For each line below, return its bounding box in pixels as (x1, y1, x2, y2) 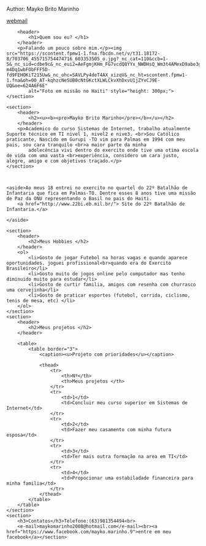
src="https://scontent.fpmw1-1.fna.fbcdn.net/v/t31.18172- (6, 50, 161, 57)
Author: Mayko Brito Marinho (6, 6, 80, 12)
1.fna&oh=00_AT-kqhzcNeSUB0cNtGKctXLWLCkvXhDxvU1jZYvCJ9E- (6, 77, 161, 84)
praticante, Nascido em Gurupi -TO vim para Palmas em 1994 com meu (6, 136, 185, 142)
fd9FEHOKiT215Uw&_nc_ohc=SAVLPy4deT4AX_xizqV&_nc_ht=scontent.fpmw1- (6, 72, 188, 78)
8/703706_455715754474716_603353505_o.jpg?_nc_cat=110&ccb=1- (6, 56, 169, 62)
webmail (6, 17, 28, 24)
